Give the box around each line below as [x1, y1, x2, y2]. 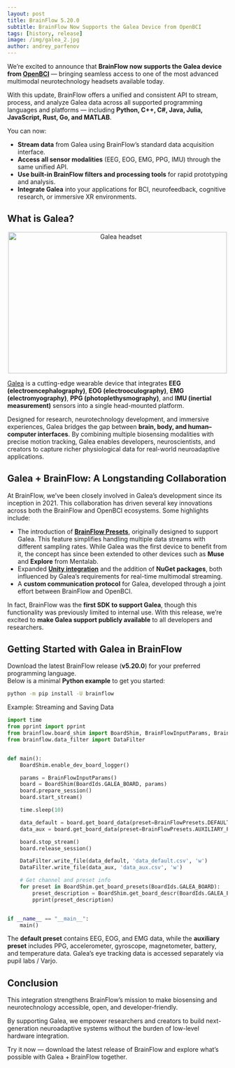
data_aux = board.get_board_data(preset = [20, 826, 142, 833]
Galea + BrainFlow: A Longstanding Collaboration [7, 473, 227, 484]
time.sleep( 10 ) [20, 807, 64, 814]
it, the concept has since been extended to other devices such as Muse [17, 549, 225, 558]
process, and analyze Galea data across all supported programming [7, 98, 203, 106]
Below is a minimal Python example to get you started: [7, 677, 166, 685]
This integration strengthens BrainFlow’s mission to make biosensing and [7, 996, 218, 1004]
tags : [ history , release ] [7, 29, 83, 37]
